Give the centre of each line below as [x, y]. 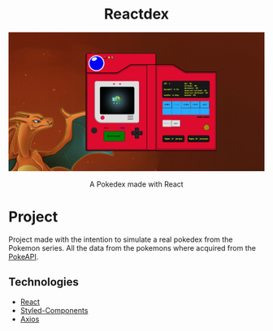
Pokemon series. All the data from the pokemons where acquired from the [132, 247]
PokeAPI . [24, 256]
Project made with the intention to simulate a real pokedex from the [121, 239]
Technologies [44, 282]
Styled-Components [54, 310]
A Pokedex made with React [136, 184]
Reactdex [136, 14]
